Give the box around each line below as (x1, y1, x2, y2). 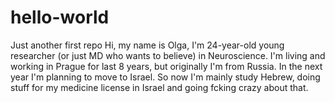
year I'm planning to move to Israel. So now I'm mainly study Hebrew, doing (10, 71, 321, 83)
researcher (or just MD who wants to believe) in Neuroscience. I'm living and (10, 49, 326, 61)
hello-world (10, 6, 110, 29)
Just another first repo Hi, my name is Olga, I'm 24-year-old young (10, 39, 285, 51)
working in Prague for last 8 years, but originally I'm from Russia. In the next (10, 60, 323, 72)
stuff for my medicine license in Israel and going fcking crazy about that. (10, 81, 309, 93)
